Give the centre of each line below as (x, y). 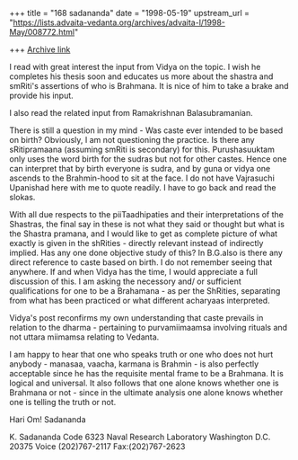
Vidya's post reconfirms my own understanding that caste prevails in (136, 318)
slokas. (22, 197)
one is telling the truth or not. (63, 402)
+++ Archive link (40, 49)
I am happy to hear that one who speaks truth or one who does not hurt (141, 354)
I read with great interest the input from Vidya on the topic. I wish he (135, 67)
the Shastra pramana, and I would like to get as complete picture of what (144, 234)
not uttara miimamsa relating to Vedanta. (84, 337)
